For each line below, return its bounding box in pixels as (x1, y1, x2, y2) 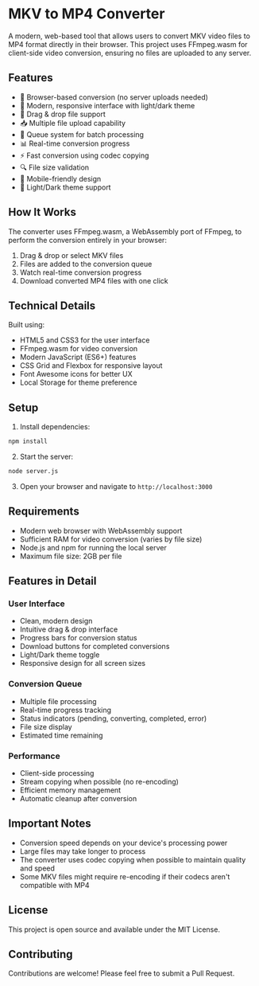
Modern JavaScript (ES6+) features (19, 352, 137, 362)
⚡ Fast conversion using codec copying (19, 151, 149, 160)
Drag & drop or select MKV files (19, 250, 124, 260)
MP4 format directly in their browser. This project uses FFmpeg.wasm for (8, 39, 248, 49)
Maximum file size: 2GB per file (19, 551, 122, 561)
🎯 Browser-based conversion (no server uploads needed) (19, 92, 209, 102)
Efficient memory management (19, 785, 122, 795)
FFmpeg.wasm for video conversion (19, 344, 138, 354)
